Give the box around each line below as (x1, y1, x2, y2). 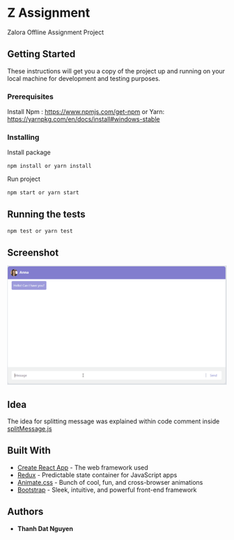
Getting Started (7, 48, 76, 60)
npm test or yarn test (7, 228, 73, 235)
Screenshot (7, 247, 59, 258)
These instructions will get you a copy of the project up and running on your (7, 66, 225, 75)
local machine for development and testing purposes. (7, 74, 161, 82)
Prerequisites (7, 92, 54, 101)
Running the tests (7, 208, 86, 220)
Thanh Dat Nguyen (17, 524, 73, 532)
